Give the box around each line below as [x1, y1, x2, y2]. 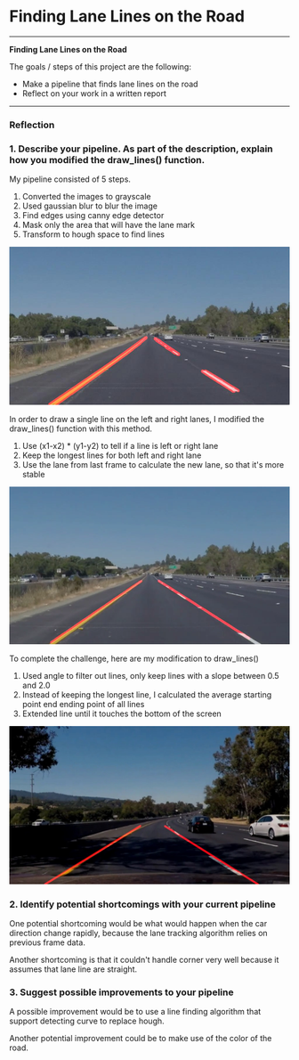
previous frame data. [9, 937, 86, 948]
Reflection [9, 118, 55, 131]
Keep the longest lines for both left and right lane [21, 450, 202, 461]
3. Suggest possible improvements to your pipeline [9, 986, 234, 999]
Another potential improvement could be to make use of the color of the [9, 1033, 272, 1044]
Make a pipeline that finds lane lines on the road [21, 78, 198, 89]
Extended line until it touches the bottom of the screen [21, 708, 222, 719]
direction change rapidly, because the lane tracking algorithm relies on [9, 927, 269, 938]
